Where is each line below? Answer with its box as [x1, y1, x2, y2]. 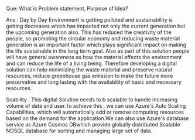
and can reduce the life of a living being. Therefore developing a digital [6, 60, 177, 67]
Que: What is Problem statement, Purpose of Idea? [6, 5, 129, 12]
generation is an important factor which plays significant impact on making [6, 41, 186, 48]
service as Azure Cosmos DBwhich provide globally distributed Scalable [6, 121, 180, 128]
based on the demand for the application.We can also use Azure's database [6, 115, 189, 122]
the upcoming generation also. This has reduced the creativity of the [6, 29, 172, 36]
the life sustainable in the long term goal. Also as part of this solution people [6, 47, 190, 54]
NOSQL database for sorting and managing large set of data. [6, 127, 153, 134]
